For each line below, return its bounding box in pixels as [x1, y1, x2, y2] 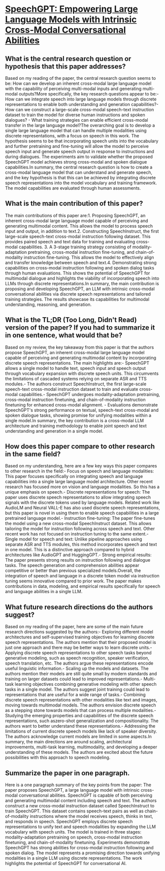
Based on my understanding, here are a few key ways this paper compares [5, 463, 157, 469]
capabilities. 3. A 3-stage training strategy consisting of [19, 244, 132, 250]
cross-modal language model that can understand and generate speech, [5, 169, 153, 175]
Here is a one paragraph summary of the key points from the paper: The [5, 782, 152, 788]
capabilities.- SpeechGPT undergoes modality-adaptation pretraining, [19, 391, 160, 397]
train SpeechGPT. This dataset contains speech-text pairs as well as [5, 808, 144, 814]
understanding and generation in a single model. [5, 428, 103, 434]
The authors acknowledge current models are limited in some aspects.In [5, 734, 152, 739]
